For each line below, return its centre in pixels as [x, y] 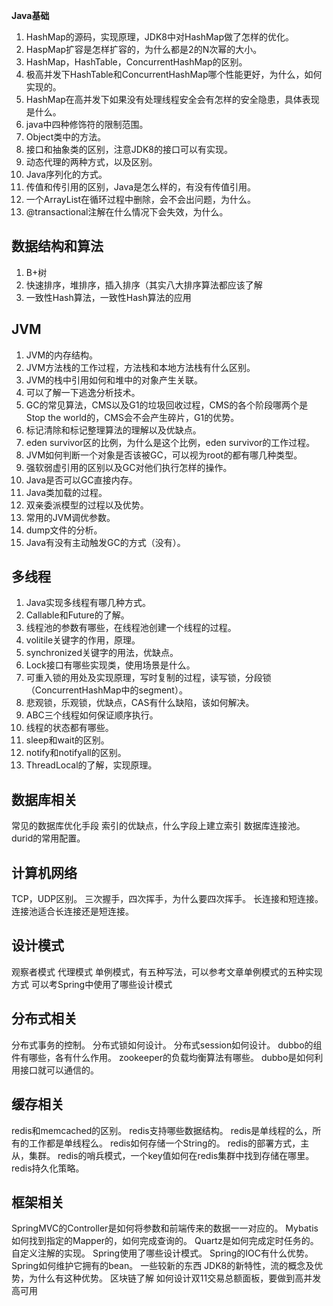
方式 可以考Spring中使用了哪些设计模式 [92, 984]
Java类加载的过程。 [66, 492]
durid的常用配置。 [48, 838]
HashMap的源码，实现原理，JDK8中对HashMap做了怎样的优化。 [159, 37]
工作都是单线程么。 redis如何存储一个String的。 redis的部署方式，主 [169, 1143]
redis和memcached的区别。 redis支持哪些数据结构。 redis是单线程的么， [162, 1130]
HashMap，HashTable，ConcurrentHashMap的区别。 [136, 62]
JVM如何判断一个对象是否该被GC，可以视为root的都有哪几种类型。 [164, 455]
